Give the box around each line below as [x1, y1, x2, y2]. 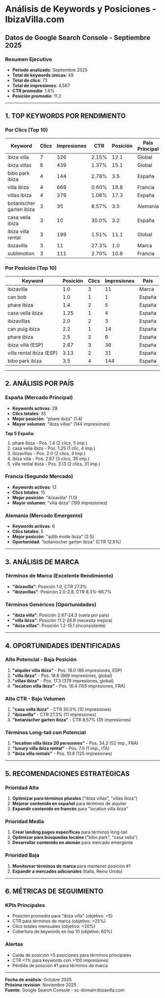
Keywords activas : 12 [12, 484, 57, 490]
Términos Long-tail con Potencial [5, 729, 86, 736]
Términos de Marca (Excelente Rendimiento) [5, 572, 113, 579]
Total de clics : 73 [12, 77, 48, 83]
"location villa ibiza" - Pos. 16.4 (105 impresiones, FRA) [12, 683, 126, 689]
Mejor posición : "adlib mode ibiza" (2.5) [12, 534, 94, 539]
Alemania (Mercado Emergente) [5, 512, 83, 519]
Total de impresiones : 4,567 [12, 82, 70, 88]
